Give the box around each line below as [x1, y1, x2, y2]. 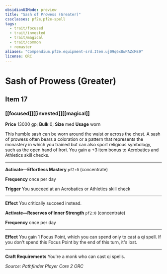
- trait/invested [9, 30, 46, 35]
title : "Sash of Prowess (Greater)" [5, 12, 81, 17]
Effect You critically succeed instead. [5, 200, 82, 206]
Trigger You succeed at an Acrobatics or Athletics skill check [5, 186, 131, 192]
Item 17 [5, 95, 28, 103]
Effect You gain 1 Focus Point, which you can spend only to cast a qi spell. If [5, 234, 162, 240]
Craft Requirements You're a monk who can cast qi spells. [5, 254, 125, 260]
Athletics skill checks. [5, 152, 50, 158]
